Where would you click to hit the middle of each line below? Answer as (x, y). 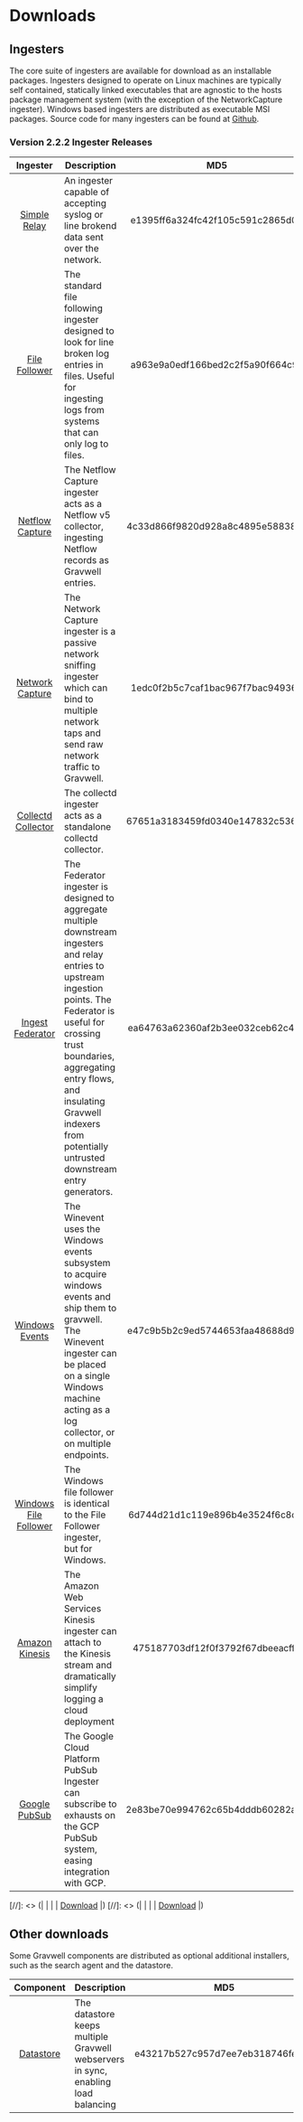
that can (81, 433)
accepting (85, 203)
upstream (84, 977)
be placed (85, 1365)
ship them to (90, 1309)
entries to (84, 966)
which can (86, 688)
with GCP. (85, 1883)
